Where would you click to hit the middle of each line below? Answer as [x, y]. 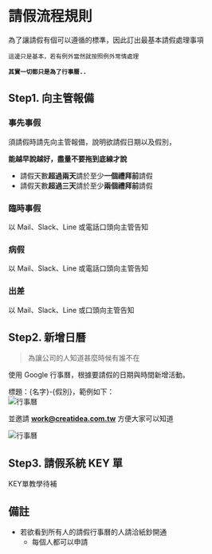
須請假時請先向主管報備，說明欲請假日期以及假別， [92, 142]
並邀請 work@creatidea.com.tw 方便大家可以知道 [91, 419]
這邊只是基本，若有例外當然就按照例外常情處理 [74, 57]
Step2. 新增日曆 [47, 337]
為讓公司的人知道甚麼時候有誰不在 [84, 358]
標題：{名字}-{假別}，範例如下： [61, 392]
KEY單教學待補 [33, 484]
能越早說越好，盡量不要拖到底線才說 [68, 158]
